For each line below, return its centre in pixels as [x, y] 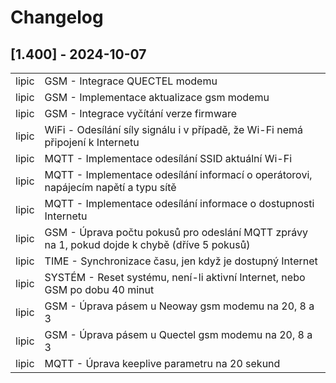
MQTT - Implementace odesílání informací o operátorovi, [178, 174]
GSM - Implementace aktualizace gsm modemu [157, 97]
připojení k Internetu [92, 142]
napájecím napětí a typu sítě [110, 187]
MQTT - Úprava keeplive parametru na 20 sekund [162, 363]
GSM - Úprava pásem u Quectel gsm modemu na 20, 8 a [178, 334]
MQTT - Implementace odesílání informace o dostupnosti [179, 203]
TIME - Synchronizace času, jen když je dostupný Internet [181, 261]
